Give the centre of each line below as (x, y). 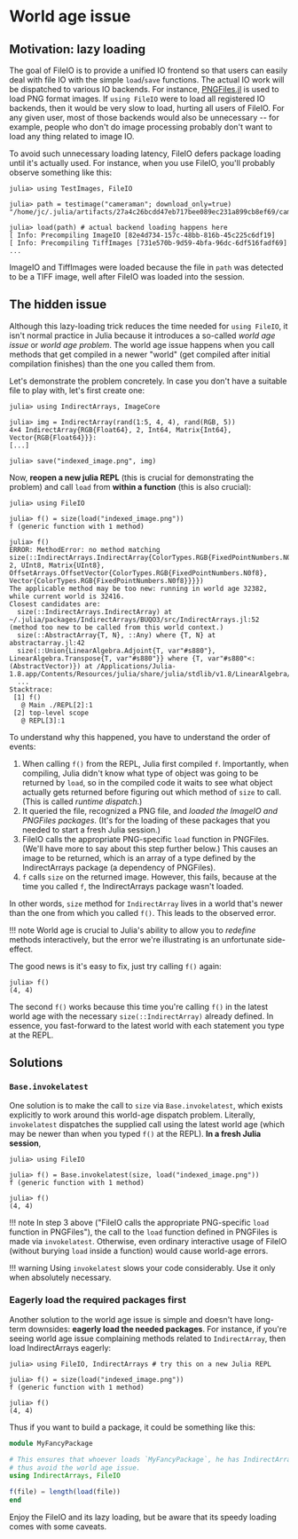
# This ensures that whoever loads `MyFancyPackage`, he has (125, 1459)
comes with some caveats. (58, 1527)
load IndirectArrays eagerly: (60, 1347)
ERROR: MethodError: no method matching (85, 549)
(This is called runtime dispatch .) (82, 801)
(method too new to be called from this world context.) (117, 627)
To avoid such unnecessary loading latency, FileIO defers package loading (145, 154)
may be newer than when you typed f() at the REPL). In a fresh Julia (135, 1133)
